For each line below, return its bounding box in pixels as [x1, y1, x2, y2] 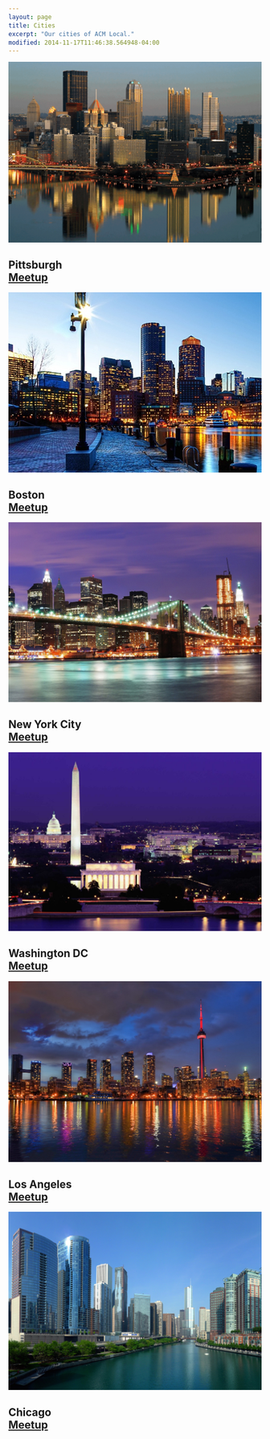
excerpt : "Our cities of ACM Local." [8, 30, 135, 38]
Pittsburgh [8, 258, 63, 272]
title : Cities [8, 21, 56, 30]
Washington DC [8, 946, 88, 960]
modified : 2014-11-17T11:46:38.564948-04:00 [8, 39, 160, 47]
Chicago [8, 1406, 52, 1420]
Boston [8, 489, 45, 501]
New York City [8, 717, 82, 731]
